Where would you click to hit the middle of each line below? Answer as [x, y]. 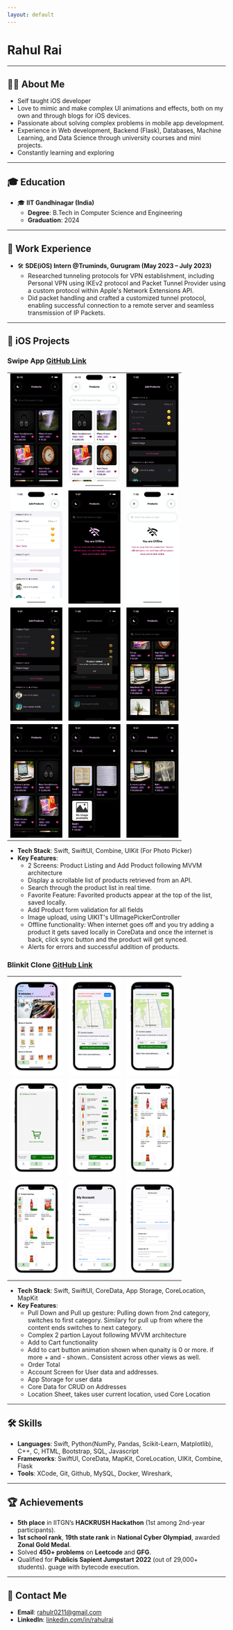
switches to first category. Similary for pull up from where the [115, 1320]
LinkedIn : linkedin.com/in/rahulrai [65, 1620]
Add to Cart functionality [63, 1342]
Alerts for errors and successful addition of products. [104, 947]
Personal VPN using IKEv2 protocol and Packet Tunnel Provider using [127, 283]
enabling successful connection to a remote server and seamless [121, 305]
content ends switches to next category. [85, 1327]
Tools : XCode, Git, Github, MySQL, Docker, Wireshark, [95, 1473]
